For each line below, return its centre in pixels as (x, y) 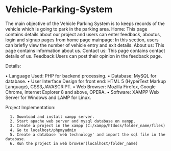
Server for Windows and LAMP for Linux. (48, 97)
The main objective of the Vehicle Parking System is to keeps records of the (85, 23)
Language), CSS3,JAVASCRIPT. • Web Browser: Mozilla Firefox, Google (80, 86)
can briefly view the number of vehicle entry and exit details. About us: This (85, 45)
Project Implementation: (30, 107)
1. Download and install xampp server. (52, 117)
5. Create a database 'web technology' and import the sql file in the (88, 134)
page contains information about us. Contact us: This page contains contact (85, 51)
